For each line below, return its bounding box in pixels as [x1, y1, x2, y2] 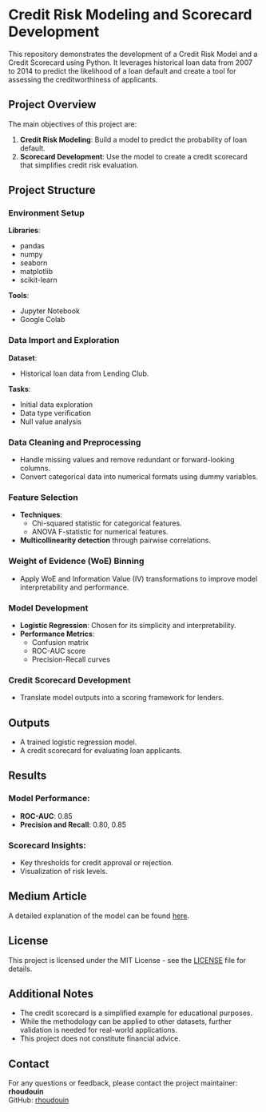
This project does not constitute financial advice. [19, 1033, 181, 1043]
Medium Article [8, 889, 87, 903]
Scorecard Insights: [8, 840, 86, 851]
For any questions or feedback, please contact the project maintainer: [8, 1078, 238, 1088]
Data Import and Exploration [8, 335, 120, 346]
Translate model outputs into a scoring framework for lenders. [19, 693, 224, 703]
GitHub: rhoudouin [8, 1095, 69, 1105]
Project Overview [8, 98, 97, 111]
